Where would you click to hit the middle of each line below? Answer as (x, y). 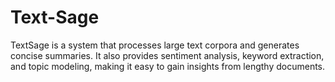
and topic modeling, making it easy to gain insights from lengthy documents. (168, 66)
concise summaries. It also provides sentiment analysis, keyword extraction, (167, 55)
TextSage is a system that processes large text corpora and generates (155, 45)
